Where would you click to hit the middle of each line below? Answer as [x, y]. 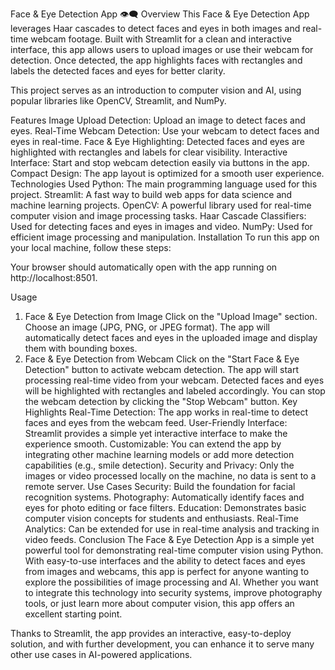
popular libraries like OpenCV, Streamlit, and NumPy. [118, 101]
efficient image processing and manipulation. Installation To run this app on [165, 237]
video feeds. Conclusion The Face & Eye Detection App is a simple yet [169, 539]
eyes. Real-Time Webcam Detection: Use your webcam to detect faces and [165, 131]
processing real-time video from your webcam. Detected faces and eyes [174, 380]
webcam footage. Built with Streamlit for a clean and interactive [161, 39]
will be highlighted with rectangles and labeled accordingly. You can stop [175, 391]
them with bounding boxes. [81, 348]
